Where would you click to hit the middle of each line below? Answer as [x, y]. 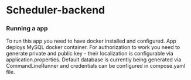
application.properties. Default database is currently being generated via [94, 60]
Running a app [27, 29]
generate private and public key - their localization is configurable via [90, 54]
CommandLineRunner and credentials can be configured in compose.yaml [96, 66]
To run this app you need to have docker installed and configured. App [91, 41]
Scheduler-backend [56, 10]
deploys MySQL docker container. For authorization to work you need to [93, 47]
